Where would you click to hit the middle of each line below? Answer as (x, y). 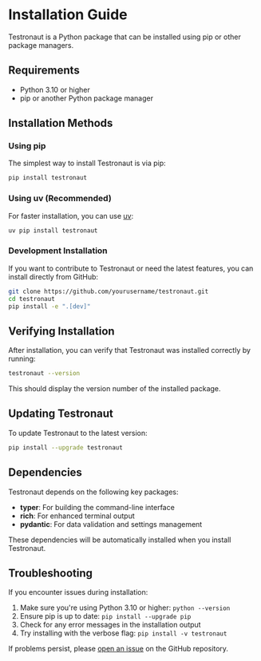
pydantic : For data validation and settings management (111, 524)
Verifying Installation (61, 331)
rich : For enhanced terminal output (77, 516)
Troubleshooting (51, 573)
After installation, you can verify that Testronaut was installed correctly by (130, 350)
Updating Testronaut (61, 414)
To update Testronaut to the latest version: (78, 433)
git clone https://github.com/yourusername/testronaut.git (109, 291)
